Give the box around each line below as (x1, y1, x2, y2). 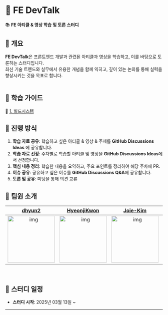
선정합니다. (17, 157, 40, 163)
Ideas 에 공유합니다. (12, 145, 52, 151)
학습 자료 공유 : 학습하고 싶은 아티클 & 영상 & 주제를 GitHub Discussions (12, 138, 154, 144)
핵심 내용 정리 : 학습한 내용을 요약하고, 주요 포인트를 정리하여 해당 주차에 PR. (12, 163, 160, 169)
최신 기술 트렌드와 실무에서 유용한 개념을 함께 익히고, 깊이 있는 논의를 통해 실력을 (5, 66, 162, 72)
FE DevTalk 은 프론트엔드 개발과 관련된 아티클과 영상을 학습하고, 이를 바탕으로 (5, 54, 156, 60)
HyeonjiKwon (66, 207, 99, 214)
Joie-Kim (123, 207, 146, 214)
